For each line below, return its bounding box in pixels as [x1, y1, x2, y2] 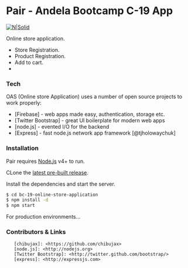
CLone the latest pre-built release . [6, 169, 89, 176]
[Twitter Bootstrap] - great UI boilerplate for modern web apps [14, 117, 165, 124]
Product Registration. [14, 52, 66, 59]
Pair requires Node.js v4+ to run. [6, 158, 85, 165]
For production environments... [6, 213, 81, 220]
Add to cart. [14, 59, 44, 66]
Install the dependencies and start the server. [6, 180, 115, 187]
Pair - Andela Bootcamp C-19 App [6, 4, 173, 18]
